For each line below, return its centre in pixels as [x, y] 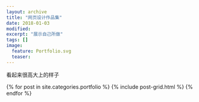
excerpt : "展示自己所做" [35, 34]
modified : [19, 29]
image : [14, 46]
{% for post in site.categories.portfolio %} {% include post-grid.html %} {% [100, 87]
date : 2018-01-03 [28, 23]
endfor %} [19, 93]
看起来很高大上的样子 [33, 75]
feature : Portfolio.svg [41, 51]
